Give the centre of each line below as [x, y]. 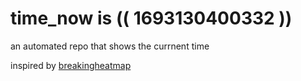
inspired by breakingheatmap [71, 65]
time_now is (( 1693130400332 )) [151, 18]
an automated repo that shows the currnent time [110, 46]
